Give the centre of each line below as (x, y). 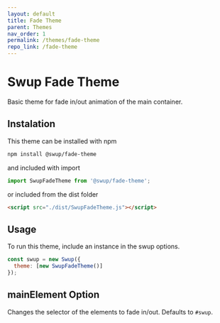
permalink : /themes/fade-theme (54, 40)
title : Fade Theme (34, 21)
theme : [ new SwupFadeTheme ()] (58, 266)
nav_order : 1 (27, 34)
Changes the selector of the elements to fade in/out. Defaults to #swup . (110, 312)
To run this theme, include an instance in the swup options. (94, 246)
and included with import (44, 168)
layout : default (31, 14)
